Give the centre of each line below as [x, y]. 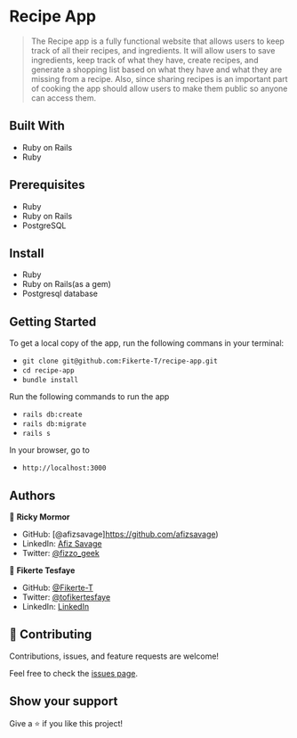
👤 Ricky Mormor [40, 517]
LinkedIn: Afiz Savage [62, 544]
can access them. [64, 98]
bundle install [50, 381]
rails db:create [52, 415]
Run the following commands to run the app [89, 397]
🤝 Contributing [51, 635]
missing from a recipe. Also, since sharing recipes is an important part [159, 78]
